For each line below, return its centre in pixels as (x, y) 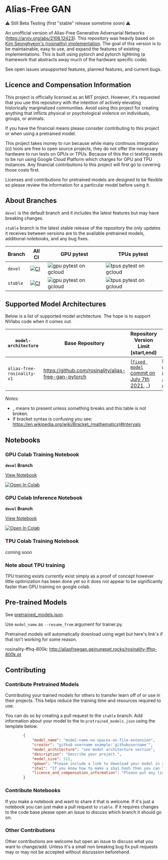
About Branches (31, 201)
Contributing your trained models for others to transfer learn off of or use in (83, 695)
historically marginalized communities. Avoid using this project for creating (82, 108)
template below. (21, 727)
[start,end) (144, 353)
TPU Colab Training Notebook (42, 541)
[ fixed (138, 362)
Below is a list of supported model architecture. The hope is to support (78, 316)
